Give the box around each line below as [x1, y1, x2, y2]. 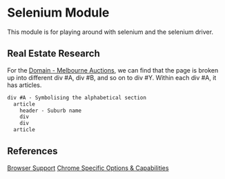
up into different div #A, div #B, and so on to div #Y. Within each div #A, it [7, 73, 217, 82]
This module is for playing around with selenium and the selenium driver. [7, 28, 214, 36]
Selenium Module [7, 5, 110, 21]
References [7, 145, 58, 157]
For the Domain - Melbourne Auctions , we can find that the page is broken [7, 66, 219, 74]
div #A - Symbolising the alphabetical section [7, 94, 147, 101]
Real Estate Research [7, 48, 100, 59]
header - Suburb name [19, 107, 81, 114]
